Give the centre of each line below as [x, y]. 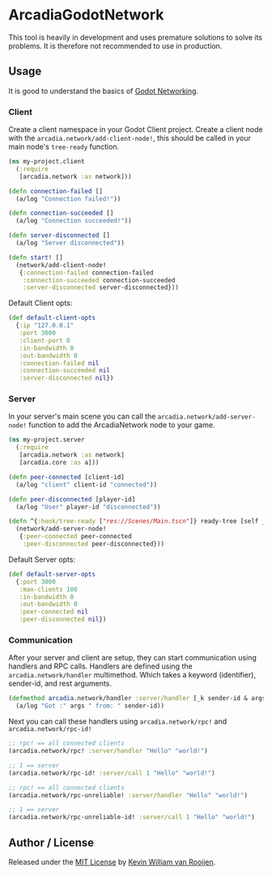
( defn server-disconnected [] [59, 236]
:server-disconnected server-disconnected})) [101, 288]
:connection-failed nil [59, 363]
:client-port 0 [45, 340]
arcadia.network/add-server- [207, 417]
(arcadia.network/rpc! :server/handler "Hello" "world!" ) [108, 751]
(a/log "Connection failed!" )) [68, 199]
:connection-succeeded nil [65, 371]
